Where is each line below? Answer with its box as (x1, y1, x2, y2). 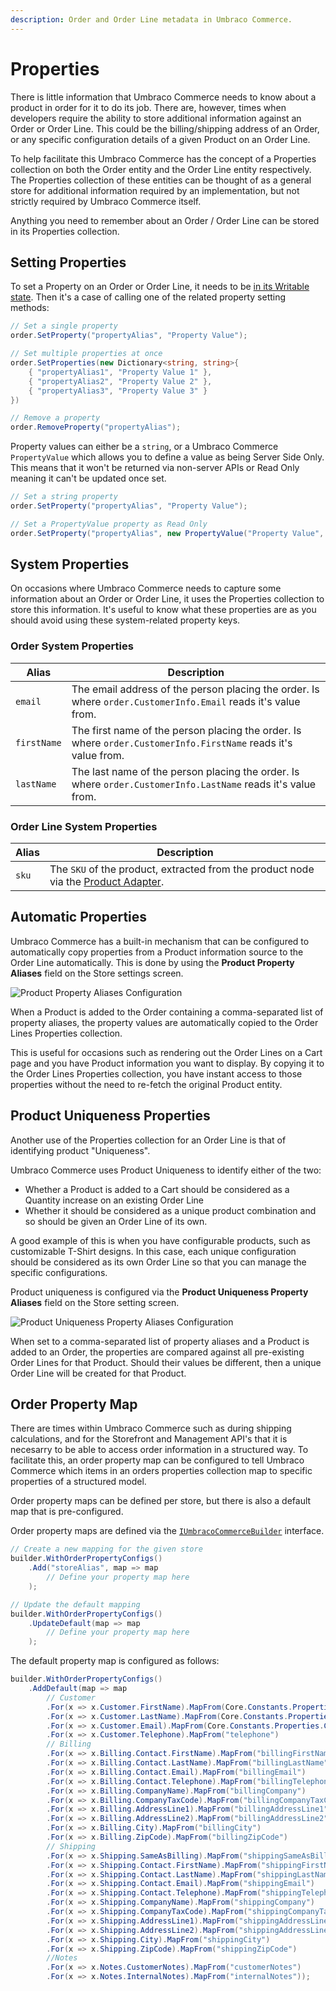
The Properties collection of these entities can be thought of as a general (10, 174, 312, 186)
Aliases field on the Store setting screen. (10, 1296, 180, 1308)
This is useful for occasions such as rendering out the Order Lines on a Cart (10, 1046, 323, 1058)
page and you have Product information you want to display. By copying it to (10, 1057, 325, 1069)
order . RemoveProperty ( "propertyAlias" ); (10, 422, 182, 433)
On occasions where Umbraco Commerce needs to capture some (10, 582, 282, 595)
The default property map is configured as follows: (10, 1655, 220, 1667)
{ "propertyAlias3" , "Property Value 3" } (28, 386, 208, 396)
